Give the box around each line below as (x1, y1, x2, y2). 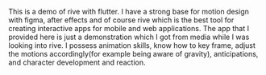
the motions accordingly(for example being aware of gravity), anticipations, (8, 49, 259, 58)
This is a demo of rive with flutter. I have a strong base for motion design (8, 7, 250, 16)
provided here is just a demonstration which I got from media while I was (8, 32, 250, 41)
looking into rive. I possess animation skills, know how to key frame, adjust (8, 41, 256, 50)
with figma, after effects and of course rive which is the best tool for (8, 15, 235, 25)
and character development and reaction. (8, 57, 147, 67)
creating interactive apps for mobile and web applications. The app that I (8, 24, 250, 33)
